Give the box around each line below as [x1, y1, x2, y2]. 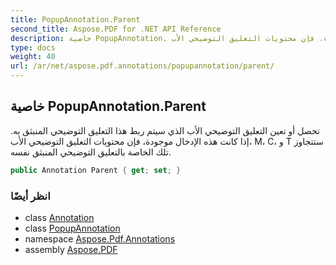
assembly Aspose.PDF [24, 243, 118, 255]
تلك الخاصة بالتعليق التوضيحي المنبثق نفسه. [10, 146, 172, 158]
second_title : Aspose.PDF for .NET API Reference [10, 24, 222, 34]
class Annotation [24, 211, 95, 223]
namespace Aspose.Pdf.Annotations [24, 232, 176, 245]
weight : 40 [10, 52, 56, 62]
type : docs [10, 42, 56, 53]
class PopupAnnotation [24, 222, 121, 234]
